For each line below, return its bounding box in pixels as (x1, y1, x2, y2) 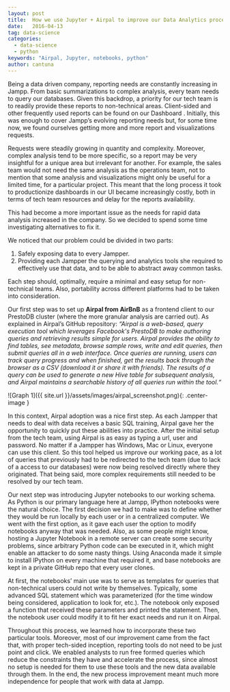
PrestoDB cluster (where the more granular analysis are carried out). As (8, 312, 209, 321)
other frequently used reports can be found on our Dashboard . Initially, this (8, 109, 220, 117)
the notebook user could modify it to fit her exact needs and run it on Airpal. (8, 613, 221, 621)
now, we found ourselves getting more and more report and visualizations (8, 123, 215, 132)
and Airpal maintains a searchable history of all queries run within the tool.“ (8, 378, 222, 386)
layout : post (8, 10, 45, 17)
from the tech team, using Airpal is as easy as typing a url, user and (8, 433, 198, 442)
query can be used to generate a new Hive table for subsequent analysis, (8, 371, 215, 379)
